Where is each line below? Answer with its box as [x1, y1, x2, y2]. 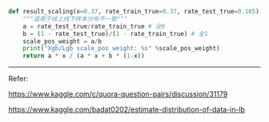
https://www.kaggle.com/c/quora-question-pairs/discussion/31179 [8, 89, 228, 99]
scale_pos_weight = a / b [22, 37, 102, 45]
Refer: [8, 74, 29, 84]
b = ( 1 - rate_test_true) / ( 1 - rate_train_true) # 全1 [22, 30, 208, 37]
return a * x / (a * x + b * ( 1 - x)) [22, 52, 146, 60]
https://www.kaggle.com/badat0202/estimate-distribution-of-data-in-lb [8, 104, 246, 115]
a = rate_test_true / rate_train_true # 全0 [22, 22, 166, 30]
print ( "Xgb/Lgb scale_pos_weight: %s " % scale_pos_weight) [22, 45, 220, 53]
